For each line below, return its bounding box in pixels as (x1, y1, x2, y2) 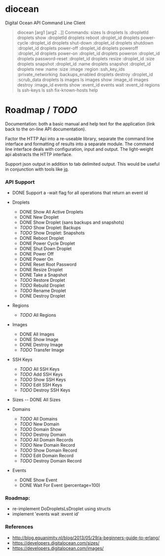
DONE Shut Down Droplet (19, 246, 72, 252)
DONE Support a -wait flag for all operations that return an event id (12, 190, 148, 196)
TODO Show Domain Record (19, 447, 77, 453)
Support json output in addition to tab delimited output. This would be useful (5, 161, 160, 167)
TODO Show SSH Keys (19, 377, 66, 383)
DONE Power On (19, 256, 53, 262)
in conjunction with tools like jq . (5, 166, 69, 172)
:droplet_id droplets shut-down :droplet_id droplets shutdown (29, 40, 154, 45)
